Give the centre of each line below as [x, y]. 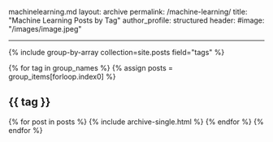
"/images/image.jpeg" [45, 29]
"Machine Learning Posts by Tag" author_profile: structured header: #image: [136, 20]
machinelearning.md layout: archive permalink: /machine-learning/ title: [128, 12]
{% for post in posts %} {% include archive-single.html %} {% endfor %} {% [136, 122]
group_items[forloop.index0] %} [62, 77]
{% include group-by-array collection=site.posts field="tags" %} [117, 52]
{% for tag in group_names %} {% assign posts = [91, 68]
